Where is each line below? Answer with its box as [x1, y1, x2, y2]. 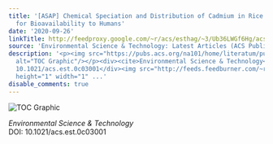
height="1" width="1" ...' [15, 72, 107, 81]
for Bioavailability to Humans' [15, 20, 126, 28]
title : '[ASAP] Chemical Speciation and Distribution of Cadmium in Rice [8, 11, 264, 20]
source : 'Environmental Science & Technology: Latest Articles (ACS [8, 42, 245, 50]
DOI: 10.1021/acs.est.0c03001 [8, 127, 107, 137]
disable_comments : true [8, 80, 89, 88]
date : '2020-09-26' [8, 27, 75, 35]
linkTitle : [8, 34, 45, 43]
